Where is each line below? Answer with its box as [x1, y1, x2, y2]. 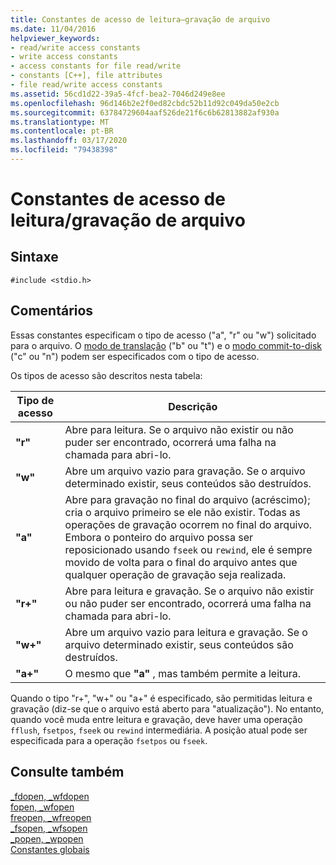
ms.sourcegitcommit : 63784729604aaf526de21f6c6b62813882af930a [10, 107, 280, 118]
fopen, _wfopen [10, 801, 75, 813]
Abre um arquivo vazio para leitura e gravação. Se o [64, 625, 308, 639]
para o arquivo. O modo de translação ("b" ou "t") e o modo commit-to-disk [10, 339, 323, 351]
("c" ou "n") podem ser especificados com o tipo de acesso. [10, 350, 260, 362]
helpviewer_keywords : [10, 33, 101, 43]
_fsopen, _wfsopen [10, 822, 88, 834]
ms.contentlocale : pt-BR [10, 126, 114, 136]
